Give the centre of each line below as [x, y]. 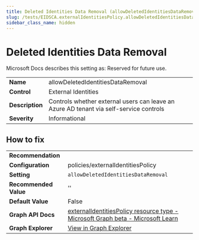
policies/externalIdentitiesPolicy [112, 165]
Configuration [29, 165]
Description [26, 105]
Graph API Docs [32, 215]
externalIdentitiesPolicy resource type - [123, 211]
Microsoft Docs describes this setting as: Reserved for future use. [86, 68]
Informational [67, 119]
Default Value [29, 201]
